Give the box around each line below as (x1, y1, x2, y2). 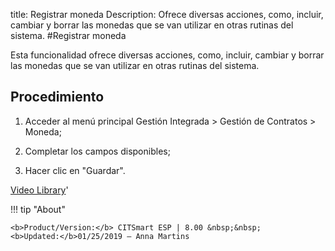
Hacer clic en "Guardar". (24, 164, 126, 176)
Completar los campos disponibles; (24, 145, 171, 157)
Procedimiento (10, 89, 105, 106)
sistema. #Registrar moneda (10, 30, 127, 41)
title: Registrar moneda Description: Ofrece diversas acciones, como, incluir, (10, 9, 324, 20)
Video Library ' (10, 184, 69, 196)
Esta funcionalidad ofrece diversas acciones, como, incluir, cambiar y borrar (10, 49, 325, 61)
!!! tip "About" (10, 203, 66, 215)
